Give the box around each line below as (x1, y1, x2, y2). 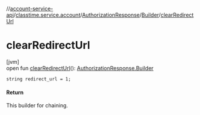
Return (6, 89, 24, 96)
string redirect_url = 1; (6, 76, 71, 82)
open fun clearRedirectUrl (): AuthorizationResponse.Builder (6, 64, 154, 72)
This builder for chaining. (6, 102, 68, 109)
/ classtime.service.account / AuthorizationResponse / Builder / (13, 11, 161, 18)
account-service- (10, 5, 53, 12)
